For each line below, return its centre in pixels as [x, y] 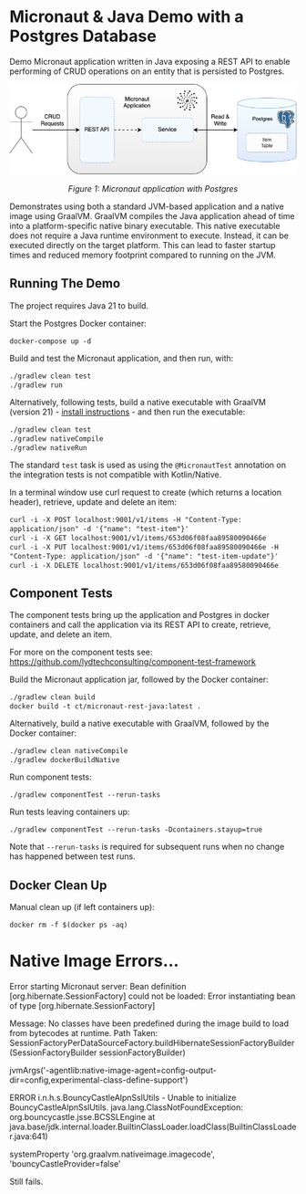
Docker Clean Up [58, 885]
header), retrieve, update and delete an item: [93, 502]
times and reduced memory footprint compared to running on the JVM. [143, 255]
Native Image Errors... [94, 961]
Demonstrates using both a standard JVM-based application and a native [147, 206]
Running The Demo [65, 283]
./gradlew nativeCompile [56, 439]
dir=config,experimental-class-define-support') [99, 1080]
